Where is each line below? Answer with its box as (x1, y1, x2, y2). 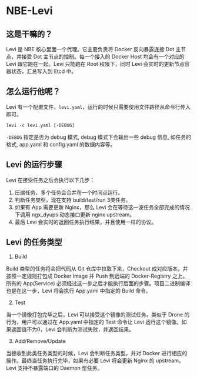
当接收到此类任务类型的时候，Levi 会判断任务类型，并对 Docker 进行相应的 (6, 350, 188, 357)
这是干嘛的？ (6, 29, 53, 39)
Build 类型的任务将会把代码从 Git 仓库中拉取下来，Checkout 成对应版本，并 (6, 265, 188, 272)
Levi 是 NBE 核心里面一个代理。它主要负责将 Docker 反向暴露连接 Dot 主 (6, 46, 181, 52)
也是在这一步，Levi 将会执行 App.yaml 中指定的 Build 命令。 (6, 287, 151, 295)
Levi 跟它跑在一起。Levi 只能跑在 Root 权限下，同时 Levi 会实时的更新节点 (6, 61, 185, 67)
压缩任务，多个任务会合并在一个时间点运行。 (14, 189, 123, 196)
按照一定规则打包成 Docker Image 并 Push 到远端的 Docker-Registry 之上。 (6, 272, 188, 280)
